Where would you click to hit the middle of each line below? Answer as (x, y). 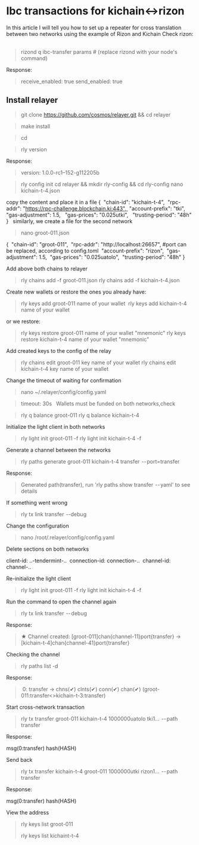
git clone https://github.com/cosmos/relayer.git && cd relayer (96, 114)
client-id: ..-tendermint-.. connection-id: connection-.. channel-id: (88, 560)
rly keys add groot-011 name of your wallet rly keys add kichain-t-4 (104, 303)
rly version (34, 149)
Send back (19, 759)
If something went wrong (37, 502)
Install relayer (32, 100)
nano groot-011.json (45, 233)
